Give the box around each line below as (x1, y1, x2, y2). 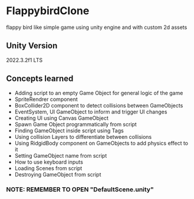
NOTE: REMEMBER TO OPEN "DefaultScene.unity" (6, 185, 154, 194)
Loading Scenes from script (14, 164, 83, 172)
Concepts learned (6, 74, 74, 84)
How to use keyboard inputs (14, 158, 84, 165)
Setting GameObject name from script (14, 152, 107, 159)
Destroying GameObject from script (14, 171, 101, 178)
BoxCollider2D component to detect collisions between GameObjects (14, 102, 183, 109)
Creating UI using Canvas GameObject (14, 114, 109, 122)
